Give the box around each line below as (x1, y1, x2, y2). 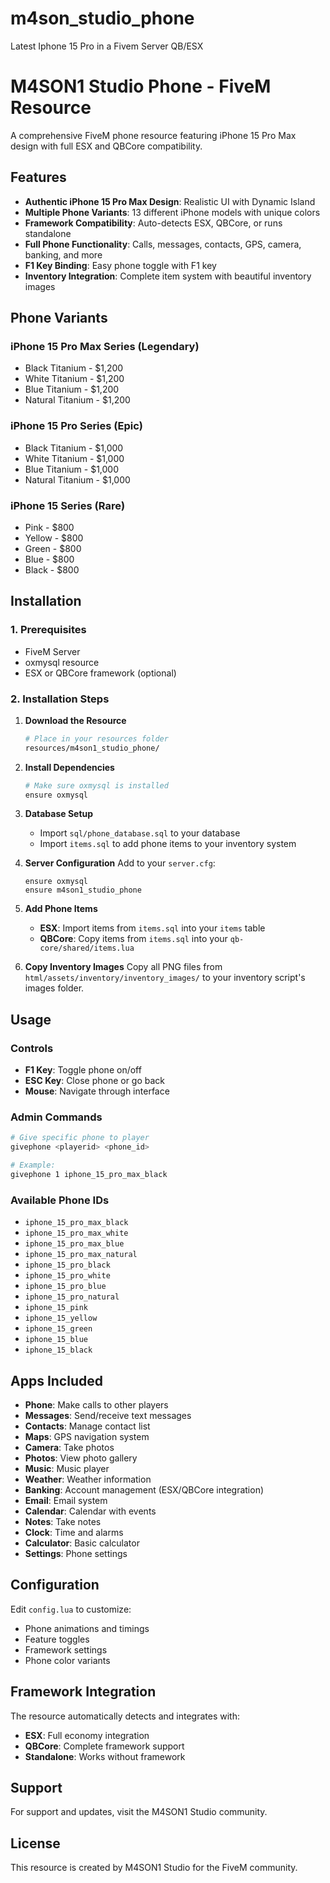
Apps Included (10, 1372, 103, 1389)
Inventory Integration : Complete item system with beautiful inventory (24, 270, 312, 282)
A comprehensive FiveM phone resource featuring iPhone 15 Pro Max (10, 129, 297, 141)
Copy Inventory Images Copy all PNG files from (24, 961, 223, 973)
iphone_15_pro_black (24, 1260, 111, 1271)
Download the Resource (24, 714, 127, 726)
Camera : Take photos (24, 1442, 115, 1454)
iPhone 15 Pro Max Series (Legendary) (10, 340, 200, 353)
